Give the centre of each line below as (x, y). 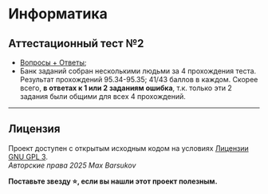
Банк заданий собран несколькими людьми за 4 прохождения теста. (138, 71)
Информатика (58, 14)
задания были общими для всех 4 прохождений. (102, 96)
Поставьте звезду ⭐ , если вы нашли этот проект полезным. (113, 181)
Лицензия (34, 129)
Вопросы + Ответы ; (53, 62)
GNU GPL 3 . (28, 156)
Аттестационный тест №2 (76, 44)
